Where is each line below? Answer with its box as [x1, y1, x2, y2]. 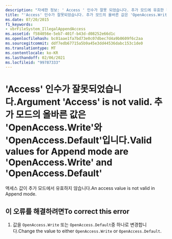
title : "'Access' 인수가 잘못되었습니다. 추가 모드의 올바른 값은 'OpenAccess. [5, 12, 158, 17]
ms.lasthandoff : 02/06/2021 [5, 55, 66, 60]
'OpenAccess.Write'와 [5, 122, 102, 134]
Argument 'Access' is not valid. [16, 96, 153, 108]
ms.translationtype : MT [5, 46, 56, 51]
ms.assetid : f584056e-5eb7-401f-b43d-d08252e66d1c [5, 31, 116, 36]
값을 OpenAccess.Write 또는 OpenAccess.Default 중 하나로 [12, 222, 130, 228]
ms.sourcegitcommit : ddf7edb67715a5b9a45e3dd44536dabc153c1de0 [5, 41, 143, 46]
